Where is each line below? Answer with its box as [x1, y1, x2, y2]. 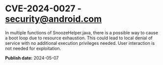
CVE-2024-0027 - [5, 3, 82, 14]
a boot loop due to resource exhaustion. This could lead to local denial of [5, 35, 153, 41]
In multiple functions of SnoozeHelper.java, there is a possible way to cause [5, 30, 159, 35]
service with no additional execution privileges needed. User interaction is [5, 40, 155, 46]
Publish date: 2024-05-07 [5, 55, 59, 61]
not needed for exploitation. [5, 45, 61, 51]
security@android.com [5, 13, 102, 25]
